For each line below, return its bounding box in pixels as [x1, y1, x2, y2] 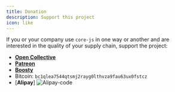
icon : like [6, 20, 33, 26]
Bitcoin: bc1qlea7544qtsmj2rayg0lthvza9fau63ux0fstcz [14, 72, 148, 80]
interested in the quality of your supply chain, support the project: [6, 42, 168, 49]
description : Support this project [6, 14, 95, 20]
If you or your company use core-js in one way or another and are [6, 36, 170, 43]
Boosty [14, 66, 33, 74]
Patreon [14, 60, 35, 67]
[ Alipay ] [14, 79, 36, 86]
